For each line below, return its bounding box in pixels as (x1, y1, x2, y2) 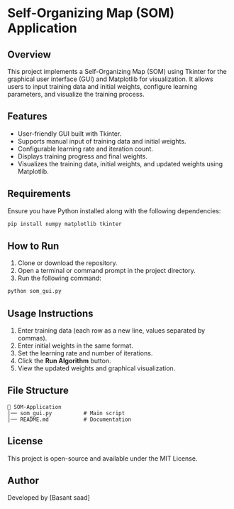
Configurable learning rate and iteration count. (17, 144, 154, 153)
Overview (7, 48, 52, 60)
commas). (17, 334, 48, 342)
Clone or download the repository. (17, 259, 118, 267)
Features (7, 110, 48, 122)
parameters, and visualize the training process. (7, 90, 145, 98)
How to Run (7, 240, 60, 252)
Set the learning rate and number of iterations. (17, 349, 153, 357)
